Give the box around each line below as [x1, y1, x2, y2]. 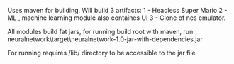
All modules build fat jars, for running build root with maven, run [7, 28, 194, 36]
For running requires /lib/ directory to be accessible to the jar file [7, 49, 196, 57]
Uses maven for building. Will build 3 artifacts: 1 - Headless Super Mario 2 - [7, 6, 228, 14]
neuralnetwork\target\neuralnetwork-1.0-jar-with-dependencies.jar [7, 35, 204, 43]
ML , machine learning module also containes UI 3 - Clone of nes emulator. [7, 14, 226, 22]
